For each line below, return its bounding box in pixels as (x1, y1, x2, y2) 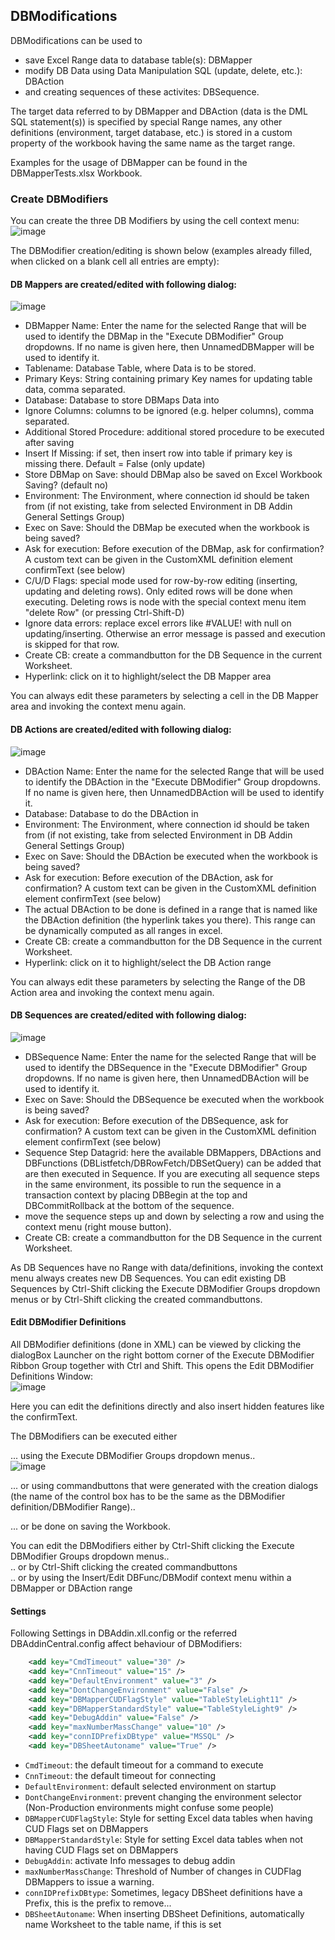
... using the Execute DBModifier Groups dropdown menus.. (10, 1449, 256, 1461)
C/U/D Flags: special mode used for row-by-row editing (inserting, (24, 575, 298, 587)
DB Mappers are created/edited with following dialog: (10, 278, 238, 290)
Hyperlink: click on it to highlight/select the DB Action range (24, 956, 272, 968)
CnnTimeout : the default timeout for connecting (24, 1769, 217, 1781)
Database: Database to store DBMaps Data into (24, 394, 220, 406)
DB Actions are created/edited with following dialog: (10, 723, 232, 735)
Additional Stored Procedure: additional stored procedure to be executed (24, 426, 325, 438)
